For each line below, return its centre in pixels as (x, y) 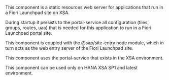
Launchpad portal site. (29, 33)
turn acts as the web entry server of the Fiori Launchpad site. (69, 48)
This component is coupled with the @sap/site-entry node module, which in (84, 43)
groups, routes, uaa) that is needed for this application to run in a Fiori (78, 28)
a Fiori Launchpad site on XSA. (38, 13)
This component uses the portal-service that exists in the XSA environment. (84, 58)
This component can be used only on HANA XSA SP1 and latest (72, 68)
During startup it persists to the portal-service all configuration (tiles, (77, 22)
